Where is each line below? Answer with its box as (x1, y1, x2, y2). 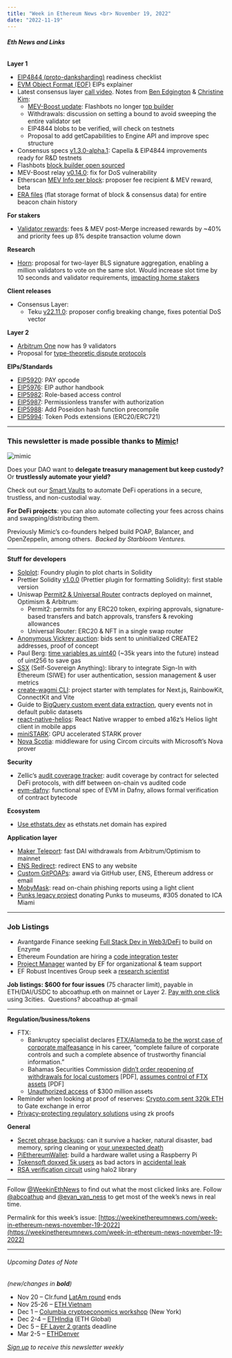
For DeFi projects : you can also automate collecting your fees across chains (7, 507, 224, 515)
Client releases (7, 286, 52, 295)
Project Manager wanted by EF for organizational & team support (17, 960, 202, 968)
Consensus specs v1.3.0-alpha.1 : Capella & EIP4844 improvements (17, 146, 207, 154)
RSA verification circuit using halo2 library (17, 1166, 137, 1174)
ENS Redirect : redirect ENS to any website (17, 862, 137, 870)
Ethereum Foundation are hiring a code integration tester (17, 952, 179, 961)
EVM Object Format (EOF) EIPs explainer (17, 80, 133, 89)
